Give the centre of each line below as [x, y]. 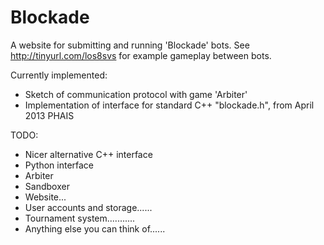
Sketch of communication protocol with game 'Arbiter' [136, 94]
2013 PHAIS [49, 115]
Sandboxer [47, 186]
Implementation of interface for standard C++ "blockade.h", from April [169, 105]
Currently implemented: [59, 75]
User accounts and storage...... [88, 207]
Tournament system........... [80, 218]
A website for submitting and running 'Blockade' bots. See [130, 45]
